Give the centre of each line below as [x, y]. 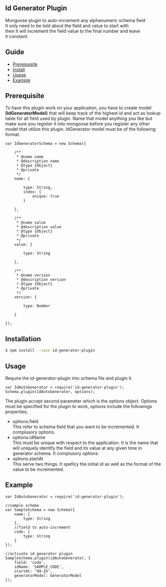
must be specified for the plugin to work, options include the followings [79, 406]
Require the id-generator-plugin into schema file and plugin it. [69, 378]
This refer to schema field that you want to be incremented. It [76, 427]
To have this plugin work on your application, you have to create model [78, 108]
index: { [32, 192]
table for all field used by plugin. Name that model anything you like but [79, 119]
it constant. [17, 36]
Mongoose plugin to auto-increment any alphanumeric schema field [75, 20]
